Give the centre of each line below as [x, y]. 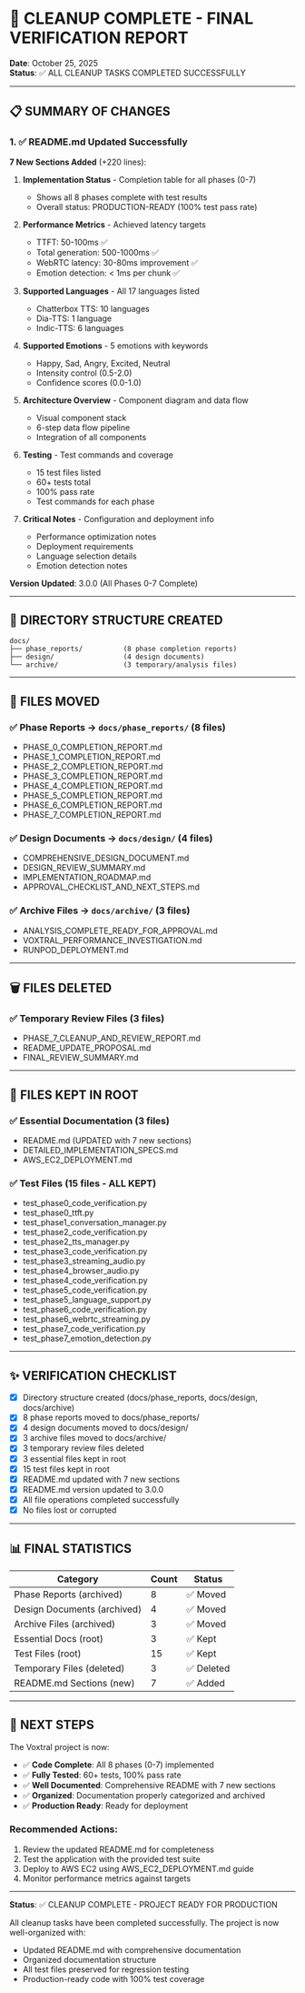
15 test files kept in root [66, 1469]
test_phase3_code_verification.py [85, 1252]
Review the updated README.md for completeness [118, 1849]
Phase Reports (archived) [69, 1594]
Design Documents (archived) [78, 1609]
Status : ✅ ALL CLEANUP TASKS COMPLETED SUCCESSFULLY [128, 73]
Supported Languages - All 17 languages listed [111, 291]
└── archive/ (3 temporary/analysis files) [123, 665]
